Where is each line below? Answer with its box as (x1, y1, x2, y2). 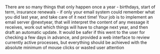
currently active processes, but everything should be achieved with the (5, 40, 147, 45)
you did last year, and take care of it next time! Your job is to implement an (5, 14, 153, 20)
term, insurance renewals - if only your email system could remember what (5, 9, 155, 15)
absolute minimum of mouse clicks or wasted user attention (5, 45, 125, 50)
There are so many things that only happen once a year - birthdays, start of (5, 4, 156, 10)
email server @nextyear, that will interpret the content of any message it (5, 19, 149, 25)
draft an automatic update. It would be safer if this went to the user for (5, 30, 145, 35)
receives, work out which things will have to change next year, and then (5, 24, 148, 30)
